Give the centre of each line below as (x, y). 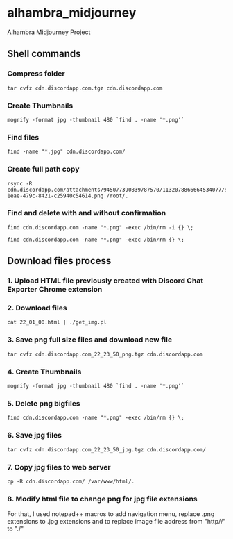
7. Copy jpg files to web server (59, 467)
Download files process (59, 261)
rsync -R (20, 183)
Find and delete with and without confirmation (87, 213)
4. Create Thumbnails (44, 372)
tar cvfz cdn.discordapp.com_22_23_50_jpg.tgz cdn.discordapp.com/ (107, 449)
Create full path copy (43, 169)
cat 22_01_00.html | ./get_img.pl (57, 322)
